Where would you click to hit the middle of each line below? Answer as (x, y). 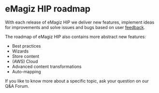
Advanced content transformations (47, 66)
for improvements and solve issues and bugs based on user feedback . (75, 27)
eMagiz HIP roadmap (48, 9)
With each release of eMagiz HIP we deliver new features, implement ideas (80, 22)
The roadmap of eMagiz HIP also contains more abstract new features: (75, 37)
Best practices (26, 46)
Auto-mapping (26, 71)
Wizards (20, 51)
